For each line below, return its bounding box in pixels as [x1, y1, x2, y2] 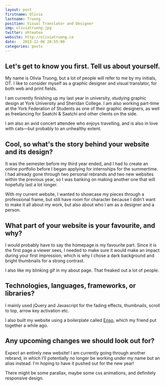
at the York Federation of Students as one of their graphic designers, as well [5, 105, 160, 111]
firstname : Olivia [5, 12, 43, 17]
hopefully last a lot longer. [5, 182, 58, 188]
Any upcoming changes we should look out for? [5, 337, 155, 345]
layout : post [5, 7, 32, 12]
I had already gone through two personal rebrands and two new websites [5, 171, 154, 177]
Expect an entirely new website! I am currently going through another [5, 350, 146, 355]
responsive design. [5, 375, 44, 381]
